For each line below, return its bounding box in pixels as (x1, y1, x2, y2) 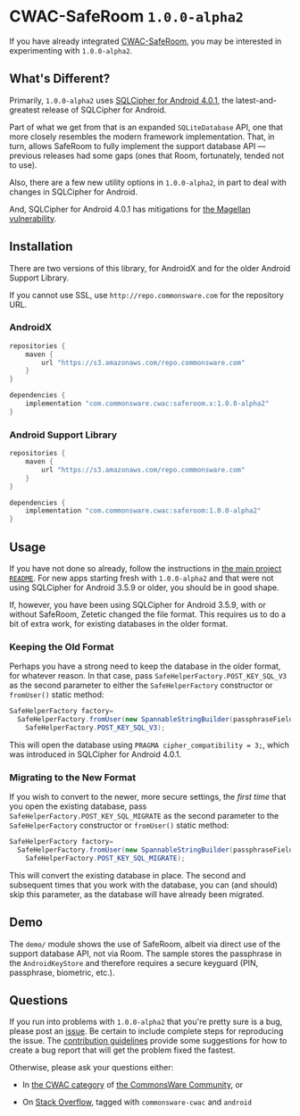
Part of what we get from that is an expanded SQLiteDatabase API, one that (9, 121, 284, 132)
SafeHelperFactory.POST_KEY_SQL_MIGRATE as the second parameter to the (9, 811, 279, 821)
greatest (9, 104, 40, 115)
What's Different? (9, 71, 111, 87)
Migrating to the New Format (9, 770, 137, 783)
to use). (9, 159, 37, 171)
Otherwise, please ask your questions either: (9, 1062, 174, 1073)
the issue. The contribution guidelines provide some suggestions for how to (9, 1036, 287, 1046)
